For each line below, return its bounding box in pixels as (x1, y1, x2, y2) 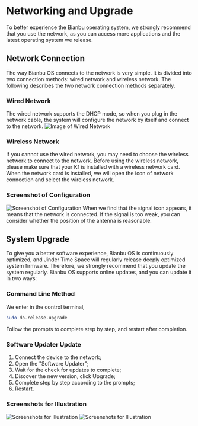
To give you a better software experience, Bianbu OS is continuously (6, 250, 174, 257)
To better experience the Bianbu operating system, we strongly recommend (6, 24, 191, 31)
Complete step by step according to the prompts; (14, 379, 135, 386)
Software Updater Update (6, 340, 82, 348)
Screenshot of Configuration (6, 191, 91, 199)
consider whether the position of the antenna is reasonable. (6, 217, 152, 224)
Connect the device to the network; (14, 354, 102, 361)
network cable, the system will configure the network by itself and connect (6, 117, 189, 124)
